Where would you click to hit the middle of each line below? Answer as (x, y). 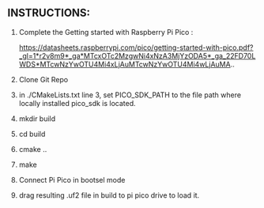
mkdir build (37, 119)
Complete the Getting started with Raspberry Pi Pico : (106, 32)
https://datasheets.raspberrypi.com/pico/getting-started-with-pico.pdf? (136, 47)
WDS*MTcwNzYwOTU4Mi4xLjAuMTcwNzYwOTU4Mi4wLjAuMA (124, 64)
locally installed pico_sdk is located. (77, 103)
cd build (32, 134)
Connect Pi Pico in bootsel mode (72, 180)
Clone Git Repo (43, 79)
